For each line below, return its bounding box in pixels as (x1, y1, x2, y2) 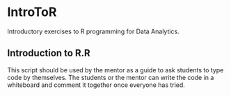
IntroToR (7, 4, 57, 20)
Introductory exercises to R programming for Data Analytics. (7, 27, 180, 35)
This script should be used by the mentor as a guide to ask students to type (7, 65, 224, 74)
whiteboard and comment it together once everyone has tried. (7, 81, 186, 89)
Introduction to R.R (7, 47, 90, 59)
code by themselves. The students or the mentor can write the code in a (7, 73, 214, 81)
